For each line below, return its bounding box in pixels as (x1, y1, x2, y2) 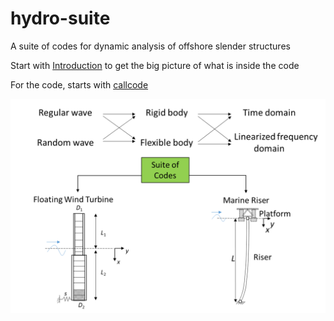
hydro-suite (10, 7, 111, 30)
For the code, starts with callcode (10, 78, 149, 91)
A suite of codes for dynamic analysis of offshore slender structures (10, 40, 291, 52)
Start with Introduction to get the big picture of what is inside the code (10, 59, 300, 71)
